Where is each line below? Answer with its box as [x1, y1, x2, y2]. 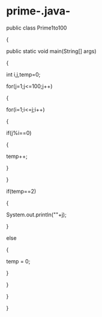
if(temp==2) [6, 187, 37, 195]
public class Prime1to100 [6, 24, 67, 31]
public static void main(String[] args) [6, 47, 97, 55]
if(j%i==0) [6, 129, 32, 136]
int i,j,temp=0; [6, 71, 41, 78]
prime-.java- [6, 4, 71, 18]
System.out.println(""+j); [6, 211, 67, 218]
